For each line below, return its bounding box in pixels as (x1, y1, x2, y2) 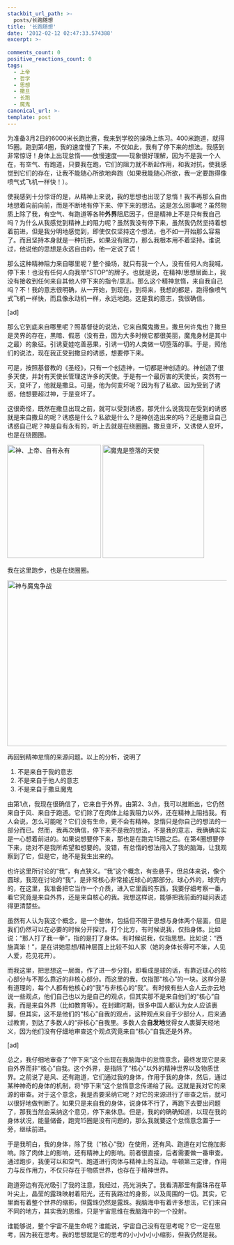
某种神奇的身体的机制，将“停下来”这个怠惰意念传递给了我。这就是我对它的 (7, 1081, 221, 1090)
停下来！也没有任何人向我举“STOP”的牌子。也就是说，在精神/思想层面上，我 (7, 268, 226, 276)
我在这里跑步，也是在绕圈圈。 (7, 566, 93, 574)
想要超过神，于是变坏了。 (25, 389, 99, 398)
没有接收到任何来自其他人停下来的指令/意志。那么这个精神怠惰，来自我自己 (7, 277, 224, 285)
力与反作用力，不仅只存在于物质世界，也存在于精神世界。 (7, 1166, 172, 1174)
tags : (7, 62, 23, 69)
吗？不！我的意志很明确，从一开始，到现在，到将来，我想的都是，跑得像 (7, 285, 214, 293)
